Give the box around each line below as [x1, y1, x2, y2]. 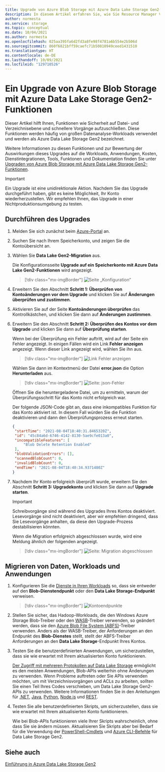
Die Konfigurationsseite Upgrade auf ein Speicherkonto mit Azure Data [12, 262, 158, 268]
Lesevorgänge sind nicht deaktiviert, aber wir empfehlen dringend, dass [12, 513, 158, 519]
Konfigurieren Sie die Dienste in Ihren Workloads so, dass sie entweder [12, 583, 156, 589]
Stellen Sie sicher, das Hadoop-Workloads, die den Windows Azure [12, 612, 148, 618]
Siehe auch [5, 748, 40, 756]
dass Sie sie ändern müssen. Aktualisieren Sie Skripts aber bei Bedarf [12, 723, 154, 729]
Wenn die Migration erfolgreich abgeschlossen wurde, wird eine [12, 533, 142, 539]
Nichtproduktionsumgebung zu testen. [5, 201, 83, 207]
